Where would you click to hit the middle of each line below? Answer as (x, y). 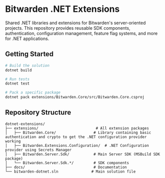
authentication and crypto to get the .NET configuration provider (76, 137)
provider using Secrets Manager (38, 150)
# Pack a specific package (33, 92)
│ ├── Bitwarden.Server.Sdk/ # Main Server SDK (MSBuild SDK (83, 154)
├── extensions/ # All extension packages (77, 128)
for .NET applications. (27, 39)
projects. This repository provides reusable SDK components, (68, 28)
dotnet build (19, 70)
